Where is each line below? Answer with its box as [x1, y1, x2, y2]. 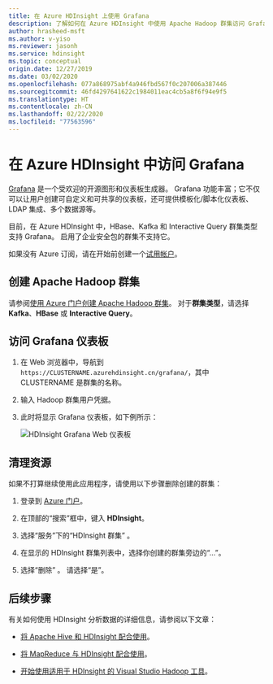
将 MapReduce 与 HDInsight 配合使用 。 [19, 649, 152, 659]
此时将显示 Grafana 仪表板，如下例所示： [19, 412, 158, 422]
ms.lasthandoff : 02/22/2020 [8, 111, 104, 119]
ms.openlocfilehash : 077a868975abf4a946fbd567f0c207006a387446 [8, 80, 227, 88]
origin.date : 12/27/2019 [8, 65, 93, 73]
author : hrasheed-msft [8, 27, 85, 35]
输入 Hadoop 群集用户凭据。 [19, 395, 115, 405]
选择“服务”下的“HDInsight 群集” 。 [19, 530, 135, 541]
